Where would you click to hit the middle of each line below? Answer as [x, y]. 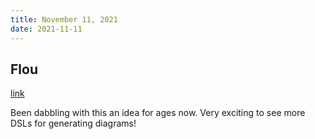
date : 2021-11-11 [46, 29]
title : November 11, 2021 [64, 19]
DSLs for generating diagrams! [73, 123]
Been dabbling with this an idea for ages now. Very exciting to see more [158, 113]
